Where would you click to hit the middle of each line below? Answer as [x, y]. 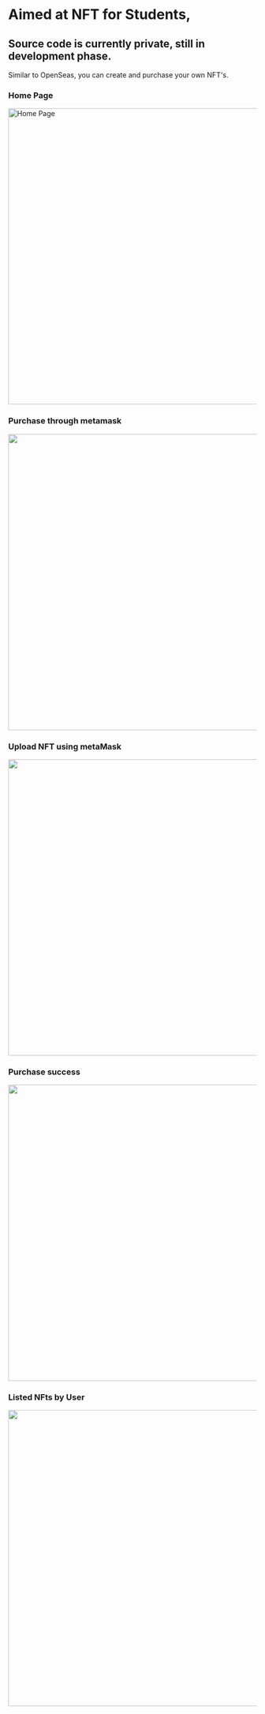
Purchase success [44, 1072]
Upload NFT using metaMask [65, 746]
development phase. [60, 56]
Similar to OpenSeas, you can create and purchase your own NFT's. [118, 75]
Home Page [31, 95]
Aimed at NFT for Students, [99, 15]
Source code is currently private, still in [106, 44]
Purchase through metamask [65, 421]
